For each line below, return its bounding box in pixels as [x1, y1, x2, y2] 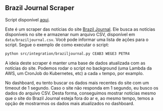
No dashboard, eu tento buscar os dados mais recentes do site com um [5, 80, 149, 86]
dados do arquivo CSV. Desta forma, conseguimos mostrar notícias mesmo [5, 90, 156, 96]
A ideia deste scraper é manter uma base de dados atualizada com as [5, 60, 145, 66]
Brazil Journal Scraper [5, 4, 75, 12]
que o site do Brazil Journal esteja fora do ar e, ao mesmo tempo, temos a [5, 95, 154, 101]
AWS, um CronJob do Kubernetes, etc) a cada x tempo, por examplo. [5, 70, 144, 76]
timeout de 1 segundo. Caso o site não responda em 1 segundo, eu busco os [5, 85, 159, 91]
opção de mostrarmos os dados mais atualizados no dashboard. [5, 100, 135, 106]
